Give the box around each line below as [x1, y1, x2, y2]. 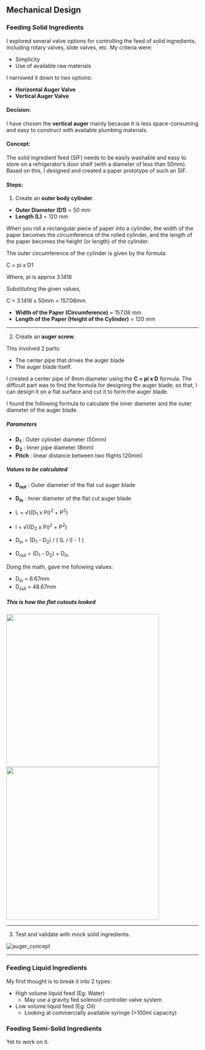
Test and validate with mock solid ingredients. [15, 931, 131, 938]
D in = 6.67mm [15, 575, 50, 584]
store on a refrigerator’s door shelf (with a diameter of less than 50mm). [6, 160, 187, 168]
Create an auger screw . [15, 333, 76, 340]
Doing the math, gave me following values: [6, 563, 113, 570]
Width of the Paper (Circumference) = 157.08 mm [15, 309, 142, 316]
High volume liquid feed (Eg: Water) [15, 989, 105, 997]
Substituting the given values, [6, 285, 81, 292]
